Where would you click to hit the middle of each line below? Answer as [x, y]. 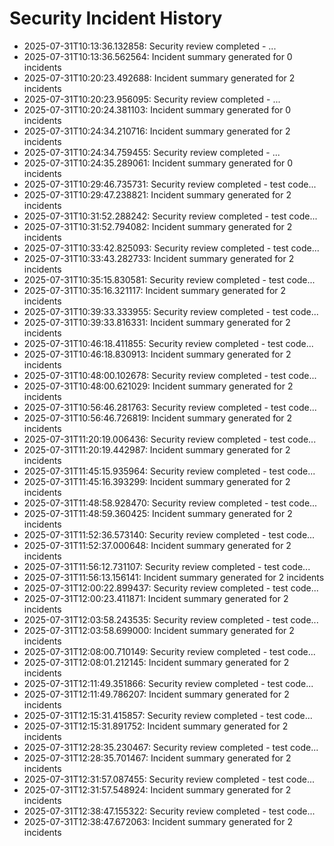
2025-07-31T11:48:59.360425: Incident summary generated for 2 [158, 513]
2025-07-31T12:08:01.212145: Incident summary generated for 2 [156, 662]
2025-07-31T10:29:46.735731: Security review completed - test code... [170, 184]
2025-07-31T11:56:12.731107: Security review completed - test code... [167, 566]
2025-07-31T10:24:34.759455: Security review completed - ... [152, 152]
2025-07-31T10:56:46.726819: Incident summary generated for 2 [158, 418]
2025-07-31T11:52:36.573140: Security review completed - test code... [169, 534]
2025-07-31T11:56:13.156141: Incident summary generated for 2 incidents [174, 577]
